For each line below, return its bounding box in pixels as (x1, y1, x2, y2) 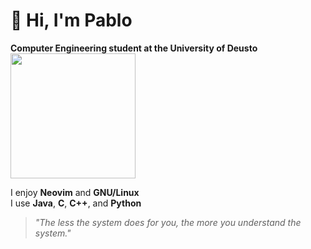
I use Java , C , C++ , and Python (10, 197, 142, 209)
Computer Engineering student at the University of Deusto (10, 42, 258, 54)
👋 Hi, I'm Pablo (10, 9, 133, 32)
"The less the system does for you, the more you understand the (34, 216, 302, 228)
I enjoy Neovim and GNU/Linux (10, 186, 140, 198)
